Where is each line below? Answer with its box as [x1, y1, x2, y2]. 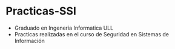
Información [14, 37, 45, 44]
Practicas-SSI [5, 4, 77, 18]
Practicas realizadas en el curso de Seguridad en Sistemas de [14, 30, 169, 38]
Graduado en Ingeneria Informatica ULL [14, 24, 114, 31]
